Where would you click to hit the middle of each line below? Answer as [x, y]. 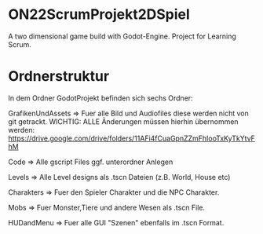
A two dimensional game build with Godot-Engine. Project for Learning [122, 36]
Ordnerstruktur [59, 77]
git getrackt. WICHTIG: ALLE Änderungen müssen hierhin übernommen [123, 121]
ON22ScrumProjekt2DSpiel [99, 15]
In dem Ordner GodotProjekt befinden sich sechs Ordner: [101, 98]
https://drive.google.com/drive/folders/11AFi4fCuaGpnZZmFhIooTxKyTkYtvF [131, 138]
